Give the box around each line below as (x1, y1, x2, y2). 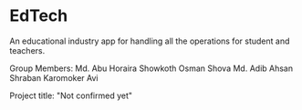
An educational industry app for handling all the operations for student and (9, 35, 290, 46)
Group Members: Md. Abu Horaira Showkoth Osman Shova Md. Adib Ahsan (9, 63, 294, 74)
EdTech (9, 5, 68, 26)
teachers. (9, 45, 46, 55)
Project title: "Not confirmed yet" (9, 90, 133, 101)
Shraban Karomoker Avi (9, 72, 99, 83)
